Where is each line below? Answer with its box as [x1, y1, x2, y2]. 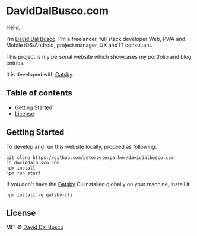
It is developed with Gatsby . [6, 71, 74, 78]
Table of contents [6, 88, 72, 98]
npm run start [6, 170, 42, 176]
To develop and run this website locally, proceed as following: [6, 143, 157, 150]
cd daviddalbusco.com [6, 160, 60, 165]
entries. [6, 59, 25, 66]
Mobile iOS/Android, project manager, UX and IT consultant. [6, 42, 153, 49]
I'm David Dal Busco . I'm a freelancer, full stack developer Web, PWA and [6, 35, 186, 42]
